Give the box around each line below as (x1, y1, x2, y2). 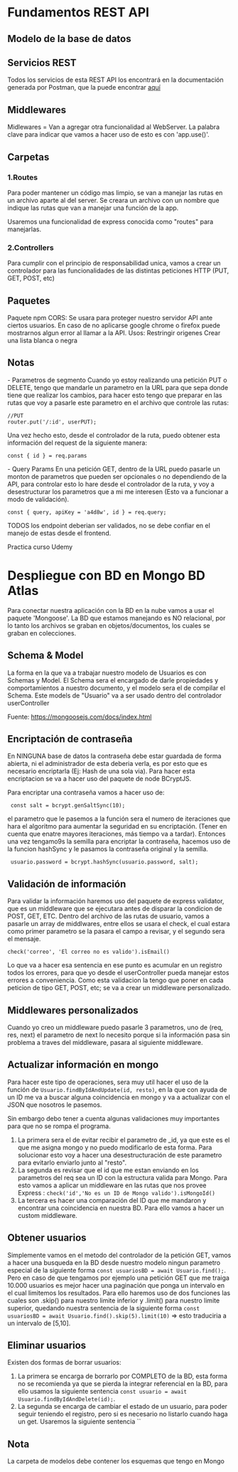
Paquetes (7, 295, 51, 307)
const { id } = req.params (7, 452, 87, 459)
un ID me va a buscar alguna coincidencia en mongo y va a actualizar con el (7, 1093, 231, 1101)
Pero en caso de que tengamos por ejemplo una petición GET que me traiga (7, 1273, 229, 1282)
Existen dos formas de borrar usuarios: (7, 1358, 121, 1367)
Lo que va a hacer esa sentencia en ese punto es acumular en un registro (7, 961, 222, 969)
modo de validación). (7, 495, 70, 503)
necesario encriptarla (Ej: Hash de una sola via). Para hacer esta (7, 767, 195, 776)
